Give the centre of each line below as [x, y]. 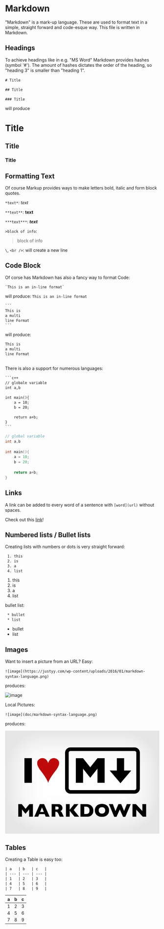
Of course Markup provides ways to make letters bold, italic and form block [81, 188]
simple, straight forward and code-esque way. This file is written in [72, 27]
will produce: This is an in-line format [46, 296]
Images [17, 649]
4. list [15, 571]
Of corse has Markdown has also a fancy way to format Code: [68, 277]
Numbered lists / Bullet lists [48, 535]
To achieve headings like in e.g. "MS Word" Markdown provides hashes [77, 60]
